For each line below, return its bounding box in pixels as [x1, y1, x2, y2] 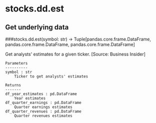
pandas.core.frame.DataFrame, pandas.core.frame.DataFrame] [5, 41, 135, 47]
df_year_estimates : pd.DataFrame [5, 91, 77, 96]
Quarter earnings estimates [14, 104, 72, 109]
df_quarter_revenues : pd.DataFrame [5, 109, 81, 114]
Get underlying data [5, 23, 69, 31]
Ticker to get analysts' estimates [14, 74, 88, 79]
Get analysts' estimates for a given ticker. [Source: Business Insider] [5, 51, 146, 57]
